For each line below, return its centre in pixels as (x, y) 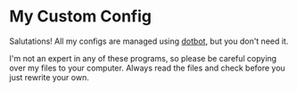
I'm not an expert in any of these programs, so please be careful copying (143, 58)
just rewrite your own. (49, 77)
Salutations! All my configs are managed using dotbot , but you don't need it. (149, 41)
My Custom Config (80, 17)
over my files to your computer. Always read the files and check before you (147, 68)
